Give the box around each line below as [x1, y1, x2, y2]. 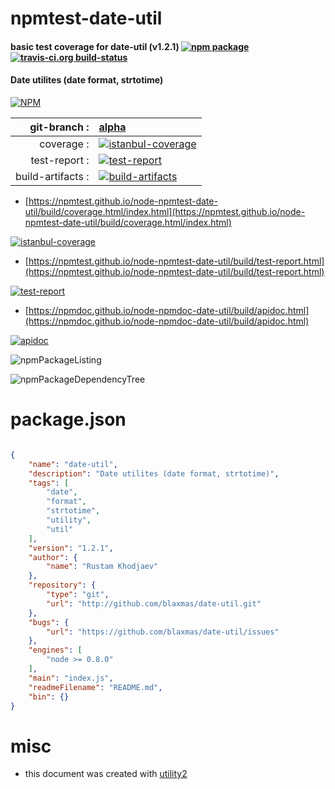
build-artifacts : [15, 169, 90, 183]
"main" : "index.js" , [28, 673, 114, 683]
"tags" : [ [28, 478, 70, 488]
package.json [10, 408, 127, 431]
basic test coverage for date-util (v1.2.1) [10, 40, 180, 52]
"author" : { [28, 552, 78, 562]
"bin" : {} [28, 692, 70, 702]
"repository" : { [28, 580, 97, 591]
